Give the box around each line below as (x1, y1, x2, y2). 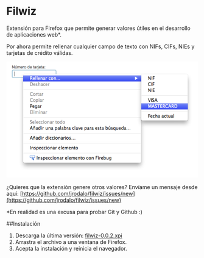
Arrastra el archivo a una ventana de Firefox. (15, 238, 127, 245)
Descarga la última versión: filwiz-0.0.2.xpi (15, 232, 123, 239)
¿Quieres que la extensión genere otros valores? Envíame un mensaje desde (6, 183, 198, 190)
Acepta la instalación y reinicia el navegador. (15, 245, 127, 252)
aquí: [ (6, 190, 23, 197)
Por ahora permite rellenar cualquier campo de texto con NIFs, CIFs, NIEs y (6, 43, 195, 50)
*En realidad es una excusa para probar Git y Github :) (6, 208, 143, 215)
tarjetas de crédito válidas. (6, 49, 73, 56)
